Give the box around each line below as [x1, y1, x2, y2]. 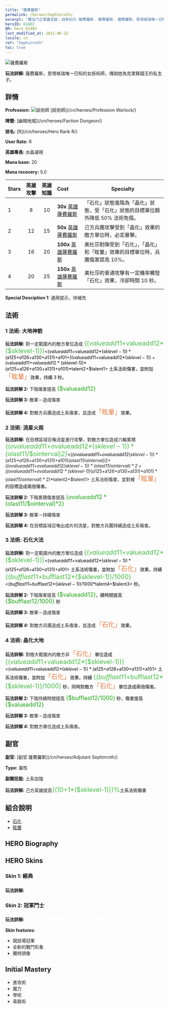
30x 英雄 [57, 203, 78, 210]
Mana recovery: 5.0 [5, 169, 47, 175]
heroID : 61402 [5, 21, 35, 27]
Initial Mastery [5, 965, 51, 974]
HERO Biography [5, 840, 59, 848]
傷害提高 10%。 [89, 256, 128, 263]
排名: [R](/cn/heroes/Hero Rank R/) [5, 128, 78, 134]
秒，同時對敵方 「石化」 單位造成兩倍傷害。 [62, 682, 158, 691]
